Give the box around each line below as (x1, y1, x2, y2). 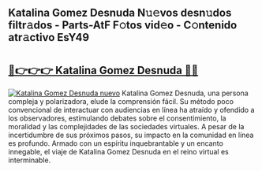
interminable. (8, 155, 51, 165)
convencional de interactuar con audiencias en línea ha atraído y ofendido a (8, 106, 255, 114)
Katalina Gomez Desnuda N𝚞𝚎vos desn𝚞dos (8, 6, 232, 20)
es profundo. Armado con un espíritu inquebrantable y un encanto (8, 139, 223, 148)
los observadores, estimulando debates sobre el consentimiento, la (8, 113, 226, 123)
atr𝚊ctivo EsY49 (8, 31, 89, 44)
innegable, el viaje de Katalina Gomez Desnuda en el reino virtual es (8, 147, 229, 156)
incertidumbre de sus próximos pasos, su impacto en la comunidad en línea (8, 130, 254, 139)
